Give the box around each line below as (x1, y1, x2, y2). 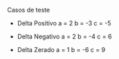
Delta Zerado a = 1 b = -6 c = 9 (17, 46, 106, 54)
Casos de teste (7, 6, 51, 14)
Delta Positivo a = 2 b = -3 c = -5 (17, 19, 111, 27)
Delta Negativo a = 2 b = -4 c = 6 (17, 32, 112, 40)
